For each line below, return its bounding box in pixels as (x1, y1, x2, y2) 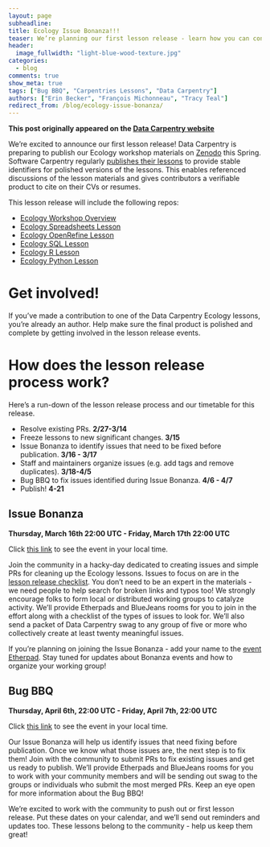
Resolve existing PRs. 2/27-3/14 (19, 424, 127, 433)
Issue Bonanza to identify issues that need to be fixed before (19, 441, 222, 451)
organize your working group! (8, 661, 107, 671)
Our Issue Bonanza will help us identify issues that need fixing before (8, 737, 238, 746)
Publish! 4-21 (19, 484, 64, 494)
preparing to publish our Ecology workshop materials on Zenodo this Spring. (8, 148, 261, 158)
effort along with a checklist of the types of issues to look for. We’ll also (8, 611, 245, 621)
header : (8, 42, 35, 50)
